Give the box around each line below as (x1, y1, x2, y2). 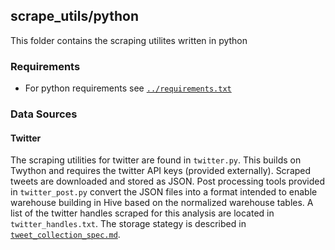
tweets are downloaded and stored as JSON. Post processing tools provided (10, 175, 326, 188)
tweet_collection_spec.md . (10, 229, 121, 241)
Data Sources (10, 107, 78, 121)
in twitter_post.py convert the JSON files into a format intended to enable (10, 186, 318, 198)
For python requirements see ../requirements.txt (24, 82, 232, 94)
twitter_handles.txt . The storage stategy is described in (10, 218, 247, 230)
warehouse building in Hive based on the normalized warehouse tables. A (10, 197, 314, 209)
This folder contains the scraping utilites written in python (10, 34, 248, 46)
